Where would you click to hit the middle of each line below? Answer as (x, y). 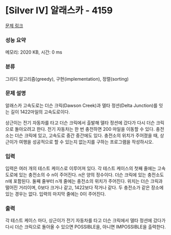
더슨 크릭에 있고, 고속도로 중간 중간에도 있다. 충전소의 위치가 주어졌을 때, (87, 135)
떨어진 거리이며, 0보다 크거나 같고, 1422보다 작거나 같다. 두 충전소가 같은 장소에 (84, 187)
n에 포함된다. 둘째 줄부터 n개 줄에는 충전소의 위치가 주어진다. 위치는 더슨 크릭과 (84, 181)
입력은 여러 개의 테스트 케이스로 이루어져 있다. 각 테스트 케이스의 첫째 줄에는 (81, 169)
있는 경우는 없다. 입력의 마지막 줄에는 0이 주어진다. (56, 194)
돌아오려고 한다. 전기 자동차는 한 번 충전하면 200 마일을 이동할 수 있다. (84, 129)
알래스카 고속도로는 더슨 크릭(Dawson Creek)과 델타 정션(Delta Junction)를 (82, 105)
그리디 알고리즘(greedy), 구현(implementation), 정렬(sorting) (67, 79)
